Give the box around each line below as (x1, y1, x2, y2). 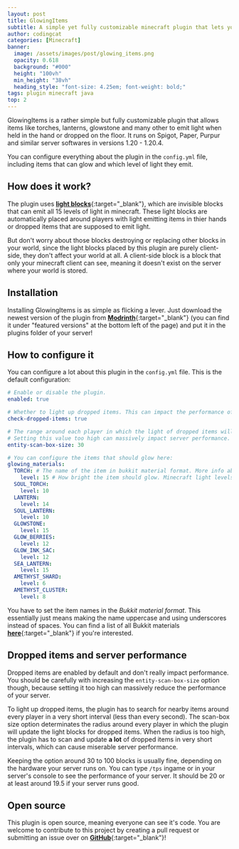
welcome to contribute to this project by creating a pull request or (7, 826, 200, 835)
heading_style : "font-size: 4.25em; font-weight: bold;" (14, 83, 186, 90)
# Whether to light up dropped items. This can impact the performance (7, 408, 224, 416)
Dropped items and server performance (7, 649, 187, 662)
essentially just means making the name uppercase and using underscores (7, 613, 227, 622)
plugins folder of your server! (7, 328, 93, 337)
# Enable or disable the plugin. (7, 389, 107, 396)
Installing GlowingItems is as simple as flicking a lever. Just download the (7, 305, 222, 314)
